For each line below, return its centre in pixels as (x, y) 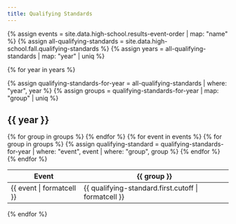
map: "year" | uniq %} (73, 56)
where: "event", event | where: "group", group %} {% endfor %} (128, 152)
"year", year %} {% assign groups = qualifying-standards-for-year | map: (113, 90)
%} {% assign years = (132, 48)
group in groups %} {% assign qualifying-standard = (83, 144)
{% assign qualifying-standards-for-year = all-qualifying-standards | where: (117, 83)
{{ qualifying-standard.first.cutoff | (140, 188)
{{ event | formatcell (44, 188)
